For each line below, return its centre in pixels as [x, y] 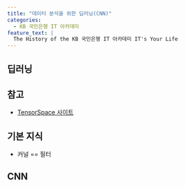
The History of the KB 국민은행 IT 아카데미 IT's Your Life [96, 39]
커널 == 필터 [34, 154]
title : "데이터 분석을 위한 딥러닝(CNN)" [60, 13]
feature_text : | [30, 33]
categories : [24, 20]
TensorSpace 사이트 [45, 112]
